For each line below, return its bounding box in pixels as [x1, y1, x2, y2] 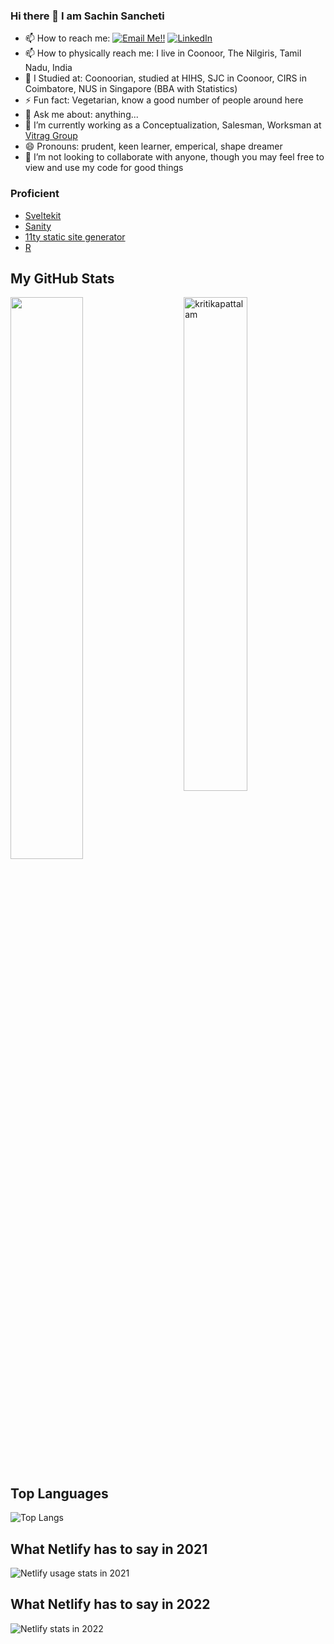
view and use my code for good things [24, 162, 184, 174]
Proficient [10, 187, 60, 201]
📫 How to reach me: [24, 32, 111, 44]
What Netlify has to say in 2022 [10, 1596, 211, 1613]
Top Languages [10, 1485, 109, 1502]
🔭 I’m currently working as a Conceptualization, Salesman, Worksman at [24, 119, 322, 131]
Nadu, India [24, 62, 73, 74]
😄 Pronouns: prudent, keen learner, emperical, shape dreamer [24, 140, 283, 153]
